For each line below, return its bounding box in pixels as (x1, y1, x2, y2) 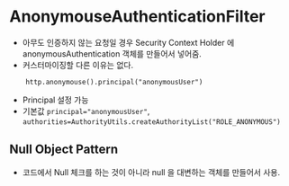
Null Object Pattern (9, 142, 119, 157)
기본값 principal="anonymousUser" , (22, 105, 150, 116)
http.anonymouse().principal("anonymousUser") (25, 77, 203, 86)
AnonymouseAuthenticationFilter (9, 6, 266, 27)
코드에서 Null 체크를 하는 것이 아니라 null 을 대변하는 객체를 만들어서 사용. (22, 166, 281, 177)
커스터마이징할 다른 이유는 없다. (22, 59, 133, 70)
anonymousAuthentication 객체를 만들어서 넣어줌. (22, 48, 203, 59)
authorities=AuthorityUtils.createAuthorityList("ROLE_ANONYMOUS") (22, 117, 281, 127)
